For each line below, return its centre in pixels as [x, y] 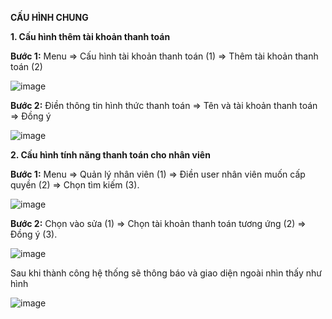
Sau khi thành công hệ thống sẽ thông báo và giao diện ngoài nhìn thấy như [166, 273]
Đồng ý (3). [34, 234]
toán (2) [26, 66]
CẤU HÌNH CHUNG [49, 17]
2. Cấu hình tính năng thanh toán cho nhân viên [110, 155]
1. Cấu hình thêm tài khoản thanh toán [90, 36]
